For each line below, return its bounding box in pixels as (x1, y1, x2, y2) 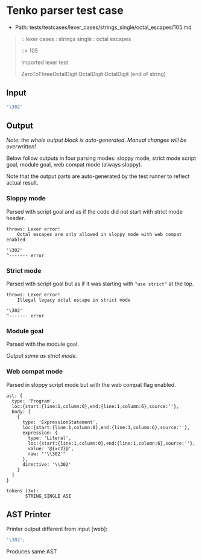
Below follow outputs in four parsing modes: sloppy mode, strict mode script (6, 154, 197, 162)
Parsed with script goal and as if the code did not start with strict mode (6, 208, 183, 215)
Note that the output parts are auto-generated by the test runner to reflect (6, 173, 190, 180)
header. (6, 214, 25, 221)
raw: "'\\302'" (28, 451, 66, 457)
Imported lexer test (21, 59, 68, 66)
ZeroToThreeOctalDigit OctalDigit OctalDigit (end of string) (21, 70, 166, 77)
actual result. (6, 179, 39, 186)
